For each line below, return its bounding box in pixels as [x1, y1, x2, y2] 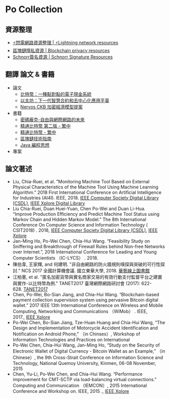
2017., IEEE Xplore [12, 314, 51, 320]
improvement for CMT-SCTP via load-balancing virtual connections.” [12, 376, 157, 382]
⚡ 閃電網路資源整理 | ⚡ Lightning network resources [12, 40, 118, 45]
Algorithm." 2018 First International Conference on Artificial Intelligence [12, 189, 161, 195]
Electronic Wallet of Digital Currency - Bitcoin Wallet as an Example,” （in [12, 348, 165, 354]
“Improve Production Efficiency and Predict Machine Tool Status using [12, 211, 160, 217]
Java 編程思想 [20, 141, 50, 148]
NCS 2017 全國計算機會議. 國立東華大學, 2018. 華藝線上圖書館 [21, 267, 150, 273]
